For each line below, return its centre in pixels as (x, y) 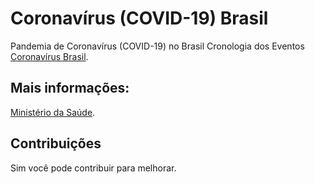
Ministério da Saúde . (53, 112)
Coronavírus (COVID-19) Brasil (139, 18)
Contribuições (56, 143)
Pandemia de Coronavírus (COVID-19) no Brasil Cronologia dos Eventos (157, 46)
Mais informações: (70, 88)
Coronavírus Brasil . (49, 56)
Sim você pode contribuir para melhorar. (93, 168)
